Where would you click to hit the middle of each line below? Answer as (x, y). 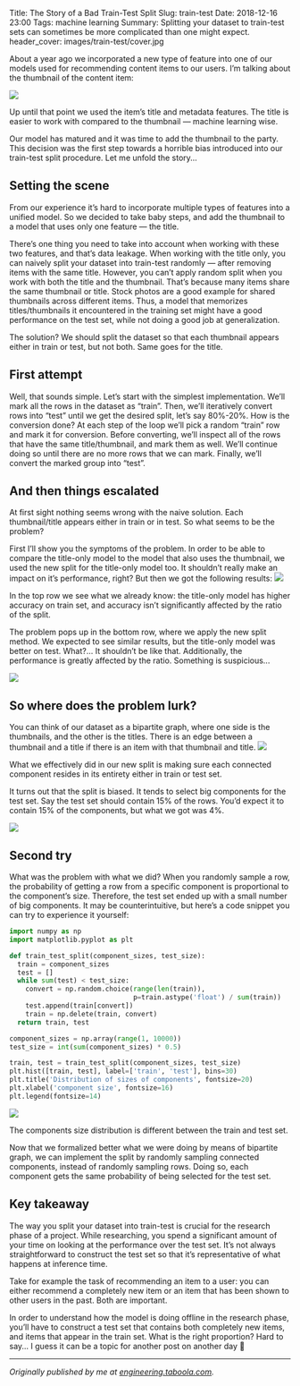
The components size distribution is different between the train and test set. (149, 1130)
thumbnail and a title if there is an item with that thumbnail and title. (133, 747)
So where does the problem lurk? (103, 706)
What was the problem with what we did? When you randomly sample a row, (150, 877)
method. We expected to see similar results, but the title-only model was (142, 642)
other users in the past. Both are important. (88, 1300)
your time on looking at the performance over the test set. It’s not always (143, 1245)
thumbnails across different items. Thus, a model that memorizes (129, 301)
